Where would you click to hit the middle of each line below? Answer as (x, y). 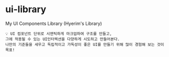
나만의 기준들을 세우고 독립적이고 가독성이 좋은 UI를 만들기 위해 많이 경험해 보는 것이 (85, 44)
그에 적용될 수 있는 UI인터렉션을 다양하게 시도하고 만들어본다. (63, 39)
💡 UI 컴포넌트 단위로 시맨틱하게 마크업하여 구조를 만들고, (59, 34)
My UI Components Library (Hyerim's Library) (54, 23)
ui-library (26, 9)
